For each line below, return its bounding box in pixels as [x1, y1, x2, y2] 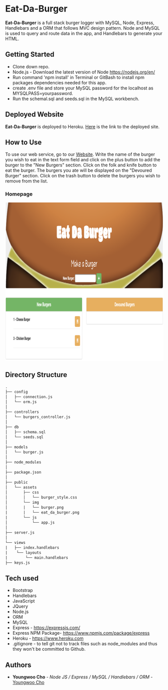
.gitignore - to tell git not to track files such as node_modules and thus [12, 641, 157, 647]
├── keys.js [5, 560, 30, 565]
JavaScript [12, 598, 35, 604]
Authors [5, 660, 32, 669]
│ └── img [5, 500, 39, 505]
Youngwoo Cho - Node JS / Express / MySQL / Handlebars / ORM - [12, 674, 153, 680]
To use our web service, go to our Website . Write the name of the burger [5, 151, 155, 157]
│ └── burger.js [5, 450, 44, 455]
